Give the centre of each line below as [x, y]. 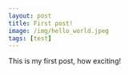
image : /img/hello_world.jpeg [59, 31]
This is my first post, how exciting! [65, 61]
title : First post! [41, 23]
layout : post [30, 16]
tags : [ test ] [30, 38]
